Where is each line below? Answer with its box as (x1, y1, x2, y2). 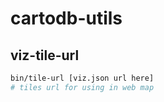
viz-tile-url (10, 47, 80, 64)
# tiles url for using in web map (10, 82, 155, 92)
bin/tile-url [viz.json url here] (10, 73, 155, 83)
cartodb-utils (10, 7, 123, 30)
